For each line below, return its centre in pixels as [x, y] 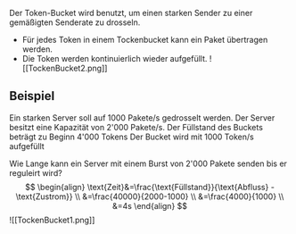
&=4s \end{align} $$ [150, 205]
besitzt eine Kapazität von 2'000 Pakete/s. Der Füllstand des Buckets [136, 127]
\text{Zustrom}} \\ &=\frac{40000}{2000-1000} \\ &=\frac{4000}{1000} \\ [150, 196]
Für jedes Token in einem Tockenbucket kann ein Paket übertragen [145, 40]
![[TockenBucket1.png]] [52, 220]
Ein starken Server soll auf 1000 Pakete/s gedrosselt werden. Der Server [142, 117]
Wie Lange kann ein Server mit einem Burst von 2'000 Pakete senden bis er [148, 163]
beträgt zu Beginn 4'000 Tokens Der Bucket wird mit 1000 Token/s [132, 137]
